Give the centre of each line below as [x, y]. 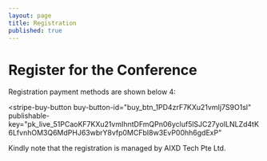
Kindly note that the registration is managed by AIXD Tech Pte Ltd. [117, 148]
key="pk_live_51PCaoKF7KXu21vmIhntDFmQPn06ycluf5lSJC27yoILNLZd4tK [134, 124]
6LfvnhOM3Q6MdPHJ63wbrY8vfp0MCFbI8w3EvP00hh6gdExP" [115, 133]
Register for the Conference [103, 70]
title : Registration [43, 23]
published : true [35, 30]
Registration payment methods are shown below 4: [92, 92]
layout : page [30, 16]
